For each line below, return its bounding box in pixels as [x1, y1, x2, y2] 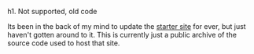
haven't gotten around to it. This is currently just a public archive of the [7, 31, 237, 39]
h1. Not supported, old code [7, 7, 98, 16]
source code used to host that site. [7, 38, 120, 48]
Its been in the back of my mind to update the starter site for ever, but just [7, 22, 246, 31]
